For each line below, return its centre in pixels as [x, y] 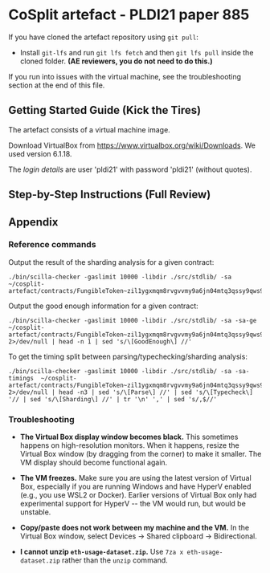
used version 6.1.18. [40, 153]
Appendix [33, 222]
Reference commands [52, 245]
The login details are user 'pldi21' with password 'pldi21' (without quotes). [130, 169]
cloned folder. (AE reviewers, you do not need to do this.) [116, 61]
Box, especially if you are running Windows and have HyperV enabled [135, 486]
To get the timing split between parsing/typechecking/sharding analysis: [128, 356]
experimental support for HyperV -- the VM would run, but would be [133, 504]
